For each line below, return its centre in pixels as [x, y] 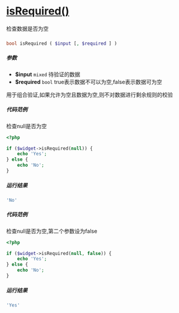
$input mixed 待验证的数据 [47, 74]
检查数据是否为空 [27, 28]
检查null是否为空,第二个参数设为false [52, 231]
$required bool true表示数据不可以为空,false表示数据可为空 [89, 82]
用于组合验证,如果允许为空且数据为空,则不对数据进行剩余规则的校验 [90, 94]
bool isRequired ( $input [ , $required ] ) [62, 44]
